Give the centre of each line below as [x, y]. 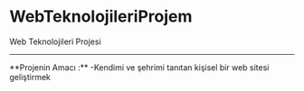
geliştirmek [30, 77]
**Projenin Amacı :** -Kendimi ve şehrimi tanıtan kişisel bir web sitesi [139, 67]
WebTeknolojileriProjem [101, 17]
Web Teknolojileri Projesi [55, 41]
